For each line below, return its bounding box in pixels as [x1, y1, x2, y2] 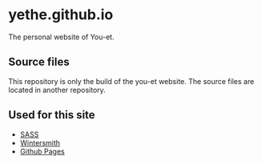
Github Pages [19, 146, 66, 156]
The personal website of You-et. [8, 32, 115, 42]
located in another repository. [8, 85, 106, 94]
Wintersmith [19, 138, 61, 147]
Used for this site [8, 108, 95, 122]
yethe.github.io [8, 6, 114, 24]
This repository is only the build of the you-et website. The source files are [8, 76, 255, 86]
